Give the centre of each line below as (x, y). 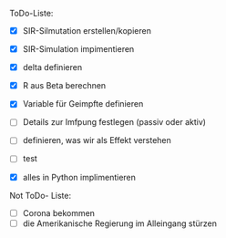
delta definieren (52, 67)
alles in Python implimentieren (79, 177)
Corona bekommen (59, 212)
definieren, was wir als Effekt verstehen (97, 140)
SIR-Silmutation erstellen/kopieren (87, 31)
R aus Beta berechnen (64, 86)
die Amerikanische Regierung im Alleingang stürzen (119, 223)
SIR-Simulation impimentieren (78, 49)
